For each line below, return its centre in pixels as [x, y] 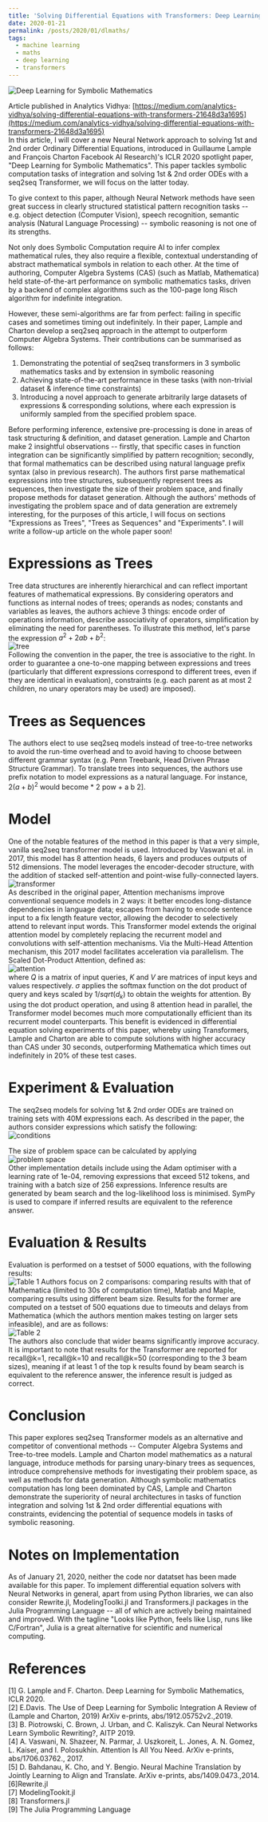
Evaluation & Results [78, 1242]
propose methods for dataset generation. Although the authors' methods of [132, 497]
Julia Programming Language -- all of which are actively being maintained [130, 1611]
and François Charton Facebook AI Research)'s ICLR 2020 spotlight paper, [131, 157]
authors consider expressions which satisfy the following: [103, 1126]
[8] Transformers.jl [39, 1801]
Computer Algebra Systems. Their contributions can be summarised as [125, 339]
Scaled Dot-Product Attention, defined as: [77, 960]
